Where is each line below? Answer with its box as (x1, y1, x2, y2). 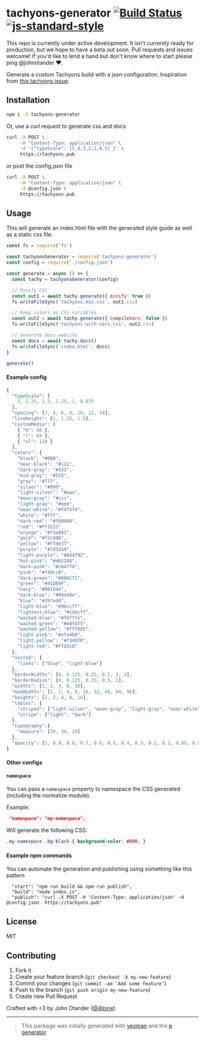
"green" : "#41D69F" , (17, 580, 70, 587)
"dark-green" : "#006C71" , (17, 575, 84, 581)
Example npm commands (6, 852, 72, 859)
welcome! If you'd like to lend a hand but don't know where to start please (6, 52, 193, 59)
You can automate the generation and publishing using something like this (6, 865, 192, 872)
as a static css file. (6, 231, 53, 238)
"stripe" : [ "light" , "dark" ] (17, 711, 92, 718)
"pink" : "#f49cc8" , (17, 569, 67, 575)
